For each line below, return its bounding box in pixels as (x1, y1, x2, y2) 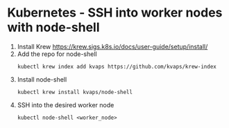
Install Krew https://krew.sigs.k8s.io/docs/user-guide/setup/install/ (17, 42, 208, 51)
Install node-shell (17, 75, 67, 84)
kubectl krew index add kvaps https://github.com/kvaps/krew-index (17, 63, 217, 70)
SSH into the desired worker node (17, 100, 114, 109)
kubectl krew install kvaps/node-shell (17, 89, 133, 95)
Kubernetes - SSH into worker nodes (7, 5, 223, 21)
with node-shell (7, 19, 100, 35)
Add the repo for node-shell (17, 50, 97, 58)
